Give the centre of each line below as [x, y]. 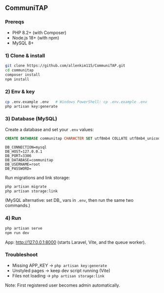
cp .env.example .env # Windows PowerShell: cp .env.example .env [76, 102]
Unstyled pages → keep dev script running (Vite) [61, 271]
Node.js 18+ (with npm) [36, 38]
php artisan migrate [26, 186]
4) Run [13, 218]
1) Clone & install [25, 56]
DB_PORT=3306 [18, 156]
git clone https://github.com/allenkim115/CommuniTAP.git [65, 65]
